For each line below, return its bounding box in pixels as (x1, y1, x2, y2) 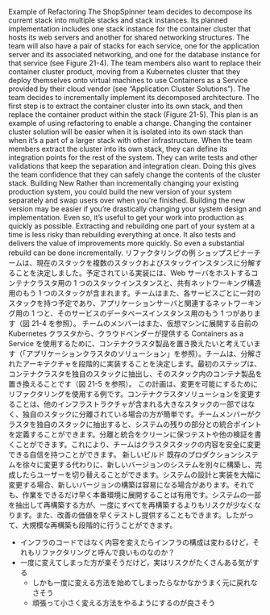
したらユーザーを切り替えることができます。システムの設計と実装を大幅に (15, 470, 262, 479)
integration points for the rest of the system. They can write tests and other (8, 153, 258, 162)
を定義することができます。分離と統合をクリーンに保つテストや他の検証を (8, 429, 255, 439)
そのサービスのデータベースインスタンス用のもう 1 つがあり (57, 308, 254, 318)
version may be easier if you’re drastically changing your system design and (8, 204, 262, 213)
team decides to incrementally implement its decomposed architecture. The (8, 93, 260, 102)
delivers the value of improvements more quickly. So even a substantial (8, 238, 245, 248)
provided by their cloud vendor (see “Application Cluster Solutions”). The (8, 84, 251, 94)
